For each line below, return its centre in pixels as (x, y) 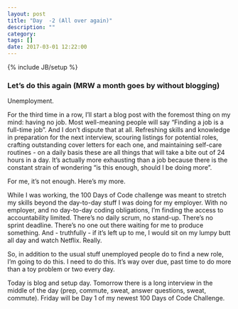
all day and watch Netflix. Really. (55, 240)
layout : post (27, 14)
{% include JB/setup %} (43, 67)
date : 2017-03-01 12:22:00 (47, 47)
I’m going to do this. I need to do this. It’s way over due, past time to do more (119, 262)
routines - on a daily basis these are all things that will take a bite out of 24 (116, 153)
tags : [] (20, 40)
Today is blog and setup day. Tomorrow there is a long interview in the (110, 283)
